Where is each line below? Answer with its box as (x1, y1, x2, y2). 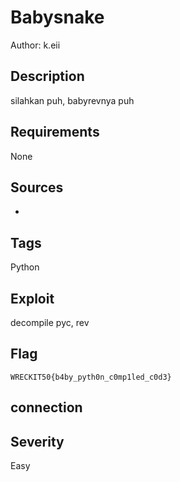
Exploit (10, 290, 55, 307)
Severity (10, 433, 65, 450)
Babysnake (10, 6, 105, 29)
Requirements (10, 124, 100, 141)
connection (10, 399, 83, 416)
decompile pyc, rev (10, 317, 90, 328)
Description (10, 68, 85, 85)
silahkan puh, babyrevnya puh (10, 94, 135, 106)
